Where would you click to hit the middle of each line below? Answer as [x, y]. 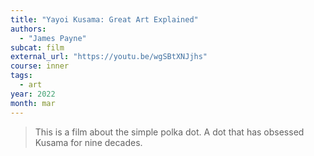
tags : [21, 76]
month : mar [33, 103]
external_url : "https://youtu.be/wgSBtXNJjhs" [109, 57]
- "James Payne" [53, 38]
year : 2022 [33, 94]
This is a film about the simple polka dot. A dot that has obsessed [169, 132]
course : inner [40, 66]
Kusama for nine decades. [88, 142]
